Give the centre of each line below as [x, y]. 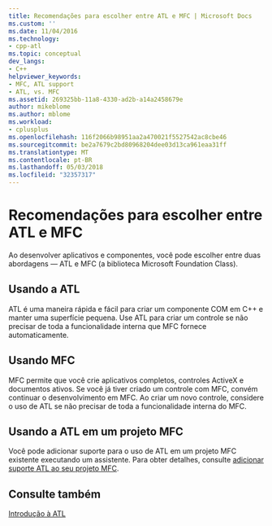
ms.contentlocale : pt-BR [50, 160]
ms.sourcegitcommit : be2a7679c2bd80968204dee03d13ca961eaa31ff [118, 145]
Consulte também [55, 494]
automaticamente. [39, 335]
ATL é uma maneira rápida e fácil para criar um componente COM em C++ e [136, 309]
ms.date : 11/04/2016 [43, 31]
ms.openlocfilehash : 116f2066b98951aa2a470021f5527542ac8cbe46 [118, 137]
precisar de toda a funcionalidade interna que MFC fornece [108, 326]
